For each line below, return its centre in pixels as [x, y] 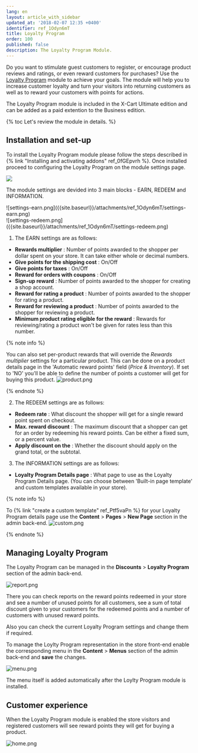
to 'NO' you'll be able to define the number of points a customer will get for [98, 373]
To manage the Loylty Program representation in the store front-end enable [98, 644]
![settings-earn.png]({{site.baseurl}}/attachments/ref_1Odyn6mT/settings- [96, 208]
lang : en [17, 12]
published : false [27, 45]
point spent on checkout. [45, 420]
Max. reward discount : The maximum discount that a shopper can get [101, 426]
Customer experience [47, 705]
